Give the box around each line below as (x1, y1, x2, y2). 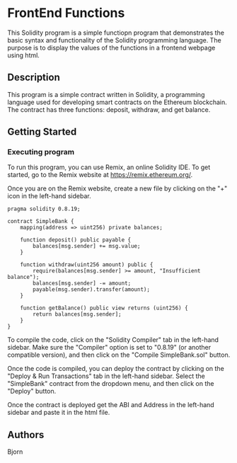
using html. (7, 51, 40, 59)
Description (7, 72, 60, 84)
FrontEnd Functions (7, 5, 125, 21)
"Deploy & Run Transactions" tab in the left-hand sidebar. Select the (7, 372, 205, 380)
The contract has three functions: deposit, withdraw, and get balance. (7, 105, 211, 114)
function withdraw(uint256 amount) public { (20, 261, 154, 268)
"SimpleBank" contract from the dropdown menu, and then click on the (7, 379, 214, 388)
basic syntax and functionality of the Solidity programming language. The (7, 35, 221, 44)
